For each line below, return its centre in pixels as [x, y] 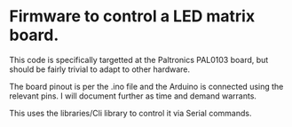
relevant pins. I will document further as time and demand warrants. [133, 96]
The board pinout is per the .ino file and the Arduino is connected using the [146, 86]
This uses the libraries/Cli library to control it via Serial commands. [130, 113]
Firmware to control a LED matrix [132, 16]
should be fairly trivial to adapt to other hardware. [100, 69]
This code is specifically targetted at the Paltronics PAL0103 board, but [139, 60]
